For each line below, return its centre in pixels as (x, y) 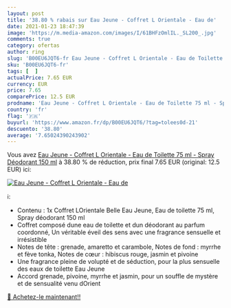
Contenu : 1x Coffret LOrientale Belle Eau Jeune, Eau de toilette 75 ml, (115, 210)
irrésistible (32, 240)
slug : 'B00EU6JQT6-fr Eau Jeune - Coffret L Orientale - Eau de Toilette (115, 59)
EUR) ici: (19, 170)
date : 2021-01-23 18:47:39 (46, 26)
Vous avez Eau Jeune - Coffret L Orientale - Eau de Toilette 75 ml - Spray (111, 155)
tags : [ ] (23, 71)
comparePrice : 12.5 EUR (41, 97)
